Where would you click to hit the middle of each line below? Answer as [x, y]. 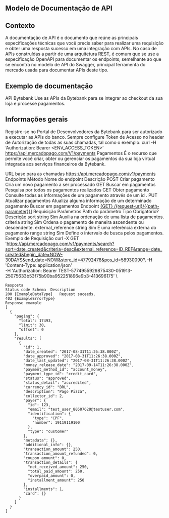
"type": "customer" [48, 431]
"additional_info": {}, [48, 445]
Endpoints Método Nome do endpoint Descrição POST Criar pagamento [80, 179]
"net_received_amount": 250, [58, 467]
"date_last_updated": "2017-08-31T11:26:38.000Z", [78, 361]
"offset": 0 [31, 329]
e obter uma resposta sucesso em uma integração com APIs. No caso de [81, 49]
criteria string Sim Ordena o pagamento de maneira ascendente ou [75, 222]
